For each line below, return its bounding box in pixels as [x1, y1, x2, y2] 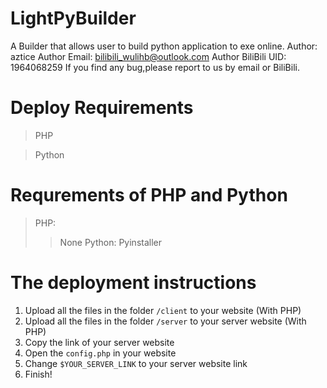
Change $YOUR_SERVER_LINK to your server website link [24, 357, 248, 369]
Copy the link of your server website [24, 336, 175, 348]
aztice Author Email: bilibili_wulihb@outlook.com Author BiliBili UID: [10, 50, 287, 62]
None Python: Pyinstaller [59, 236, 163, 248]
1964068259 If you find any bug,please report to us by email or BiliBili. [10, 61, 300, 73]
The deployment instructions [10, 272, 257, 294]
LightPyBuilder [10, 7, 137, 30]
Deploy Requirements [10, 97, 194, 119]
